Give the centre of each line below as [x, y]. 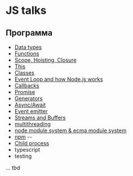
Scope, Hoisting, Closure [45, 60]
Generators [28, 98]
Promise [25, 92]
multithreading [32, 124]
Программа [29, 33]
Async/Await [30, 105]
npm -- [23, 137]
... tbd [13, 168]
